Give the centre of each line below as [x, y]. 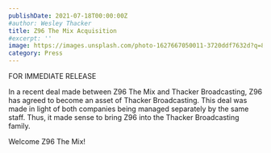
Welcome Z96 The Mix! [47, 141]
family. [19, 126]
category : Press [35, 53]
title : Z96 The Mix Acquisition [63, 31]
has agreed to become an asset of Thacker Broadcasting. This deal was [128, 100]
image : [19, 46]
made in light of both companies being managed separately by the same [129, 109]
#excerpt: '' [30, 38]
